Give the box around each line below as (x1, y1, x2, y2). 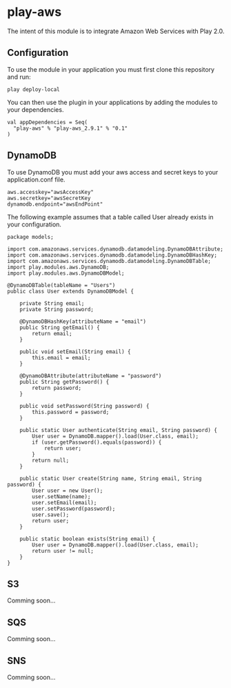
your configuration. (7, 220, 62, 228)
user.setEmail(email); (32, 499, 97, 506)
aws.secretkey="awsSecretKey (7, 195, 91, 202)
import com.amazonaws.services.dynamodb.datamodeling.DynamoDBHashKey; (7, 251, 217, 259)
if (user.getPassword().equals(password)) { (32, 439, 162, 446)
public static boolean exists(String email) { (19, 535, 156, 542)
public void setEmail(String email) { (19, 348, 131, 355)
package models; (7, 233, 54, 240)
